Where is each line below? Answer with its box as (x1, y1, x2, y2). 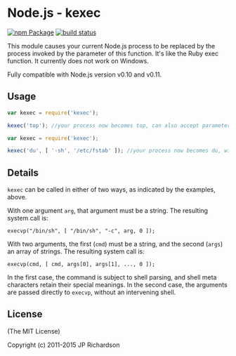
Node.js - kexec (7, 5, 101, 21)
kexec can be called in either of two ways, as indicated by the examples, (7, 185, 216, 194)
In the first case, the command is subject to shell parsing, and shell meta (7, 273, 217, 282)
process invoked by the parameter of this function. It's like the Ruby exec (7, 49, 219, 58)
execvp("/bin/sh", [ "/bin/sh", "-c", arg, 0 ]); (7, 228, 156, 235)
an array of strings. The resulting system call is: (7, 247, 145, 256)
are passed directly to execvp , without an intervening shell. (7, 288, 176, 296)
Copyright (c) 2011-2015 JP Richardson (7, 341, 120, 349)
